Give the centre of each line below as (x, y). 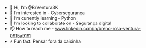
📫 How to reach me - (32, 29)
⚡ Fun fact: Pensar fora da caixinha (45, 41)
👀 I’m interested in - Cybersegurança (47, 13)
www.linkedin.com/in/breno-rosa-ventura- (98, 29)
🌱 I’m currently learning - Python (43, 18)
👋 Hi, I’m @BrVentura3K (34, 8)
